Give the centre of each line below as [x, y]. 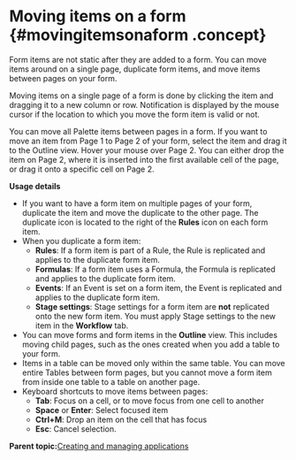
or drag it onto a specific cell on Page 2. [82, 169]
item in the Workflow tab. [82, 326]
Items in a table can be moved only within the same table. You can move [153, 363]
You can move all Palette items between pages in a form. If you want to [138, 131]
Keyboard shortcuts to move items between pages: [115, 391]
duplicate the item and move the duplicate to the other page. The [140, 212]
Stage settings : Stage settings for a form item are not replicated [152, 306]
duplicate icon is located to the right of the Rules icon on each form [145, 222]
